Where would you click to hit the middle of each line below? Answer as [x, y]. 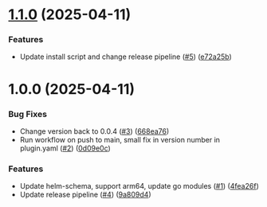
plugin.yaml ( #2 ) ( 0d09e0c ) [65, 148]
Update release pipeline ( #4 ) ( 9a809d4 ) [85, 195]
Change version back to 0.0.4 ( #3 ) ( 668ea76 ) [94, 131]
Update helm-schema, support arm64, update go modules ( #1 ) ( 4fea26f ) [139, 186]
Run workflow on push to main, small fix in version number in [120, 139]
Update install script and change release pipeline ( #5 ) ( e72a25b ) [126, 57]
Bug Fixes [28, 114]
